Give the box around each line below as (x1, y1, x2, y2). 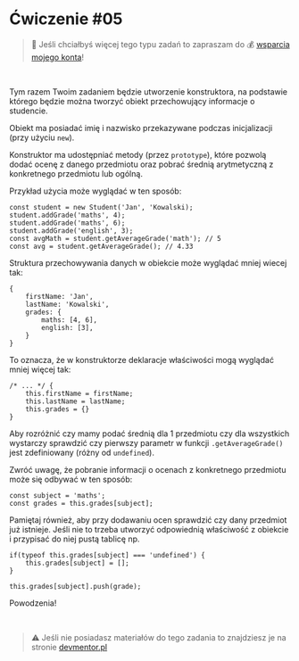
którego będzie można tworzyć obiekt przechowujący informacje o (9, 95, 255, 106)
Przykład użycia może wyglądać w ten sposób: (9, 186, 182, 196)
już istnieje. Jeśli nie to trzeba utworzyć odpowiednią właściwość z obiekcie (9, 524, 289, 534)
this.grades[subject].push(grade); (9, 582, 142, 591)
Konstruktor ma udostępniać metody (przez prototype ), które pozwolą (9, 149, 267, 160)
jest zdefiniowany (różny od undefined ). (9, 447, 154, 458)
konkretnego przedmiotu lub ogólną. (9, 168, 143, 178)
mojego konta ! (30, 52, 85, 62)
